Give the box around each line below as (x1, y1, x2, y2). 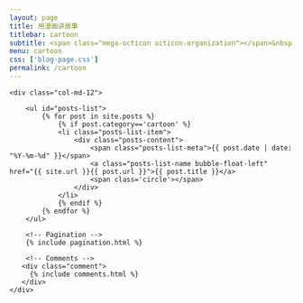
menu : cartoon (9, 47, 63, 56)
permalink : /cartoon (9, 64, 87, 73)
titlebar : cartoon (9, 30, 78, 39)
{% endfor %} (41, 207, 91, 216)
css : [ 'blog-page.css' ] (9, 55, 99, 64)
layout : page (9, 13, 59, 23)
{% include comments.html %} (29, 270, 140, 279)
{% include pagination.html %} (25, 238, 143, 247)
